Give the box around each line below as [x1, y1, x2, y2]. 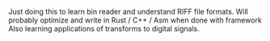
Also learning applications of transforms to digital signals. [8, 24, 200, 33]
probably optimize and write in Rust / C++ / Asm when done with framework [8, 15, 263, 25]
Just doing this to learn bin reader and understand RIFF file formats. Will [8, 7, 248, 16]
